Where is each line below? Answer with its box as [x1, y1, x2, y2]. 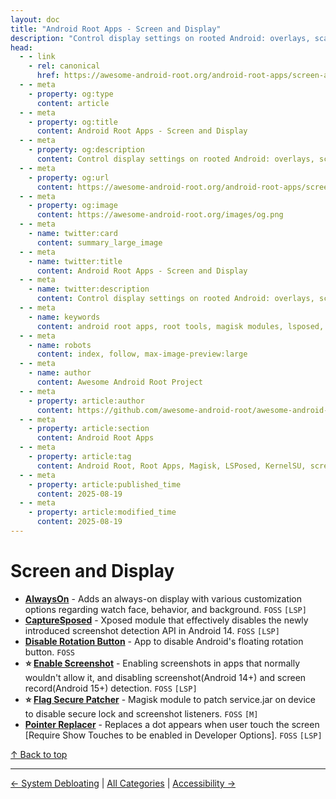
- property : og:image [28, 201, 118, 211]
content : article [36, 98, 110, 108]
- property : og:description [28, 145, 145, 155]
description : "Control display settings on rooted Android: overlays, [10, 33, 311, 43]
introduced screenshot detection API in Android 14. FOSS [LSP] [24, 624, 280, 636]
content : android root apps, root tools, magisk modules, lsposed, [36, 321, 325, 331]
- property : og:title [28, 117, 118, 127]
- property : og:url [28, 172, 110, 183]
